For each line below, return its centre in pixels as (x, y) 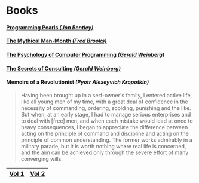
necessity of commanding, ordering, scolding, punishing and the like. (106, 108)
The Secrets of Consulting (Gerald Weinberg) (64, 68)
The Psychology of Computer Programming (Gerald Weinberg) (85, 54)
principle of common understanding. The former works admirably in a (106, 140)
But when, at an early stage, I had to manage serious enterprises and (106, 114)
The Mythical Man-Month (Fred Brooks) (56, 41)
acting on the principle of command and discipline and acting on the (105, 133)
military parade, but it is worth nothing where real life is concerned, (103, 146)
